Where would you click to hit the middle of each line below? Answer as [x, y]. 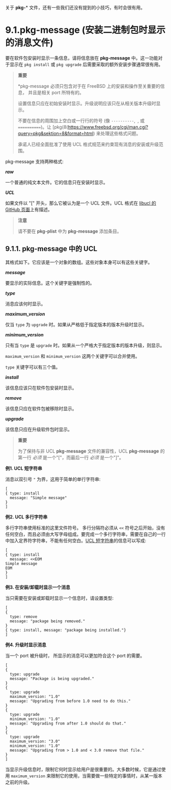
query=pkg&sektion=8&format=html [55, 133]
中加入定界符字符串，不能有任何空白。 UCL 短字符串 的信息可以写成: [76, 540]
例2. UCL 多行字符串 [26, 517]
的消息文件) [29, 43]
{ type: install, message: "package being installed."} [66, 630]
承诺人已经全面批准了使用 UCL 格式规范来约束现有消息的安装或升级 [88, 144]
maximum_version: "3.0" [35, 741]
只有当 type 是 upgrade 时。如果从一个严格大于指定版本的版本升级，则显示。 [85, 345]
